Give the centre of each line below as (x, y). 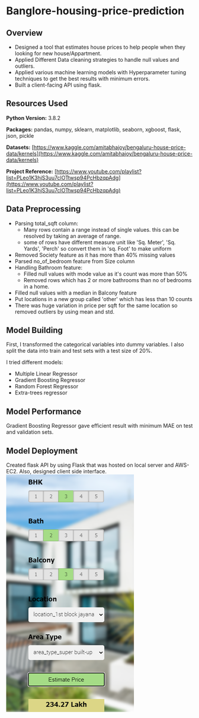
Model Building (35, 330)
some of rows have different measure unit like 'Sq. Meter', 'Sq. (99, 242)
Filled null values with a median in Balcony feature (76, 293)
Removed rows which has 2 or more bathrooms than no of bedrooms (107, 280)
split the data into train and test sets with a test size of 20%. (79, 351)
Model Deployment (42, 450)
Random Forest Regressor (46, 387)
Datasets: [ (20, 147)
